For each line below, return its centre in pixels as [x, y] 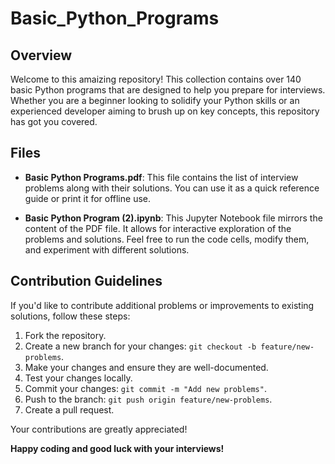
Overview [41, 55]
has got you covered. [54, 121]
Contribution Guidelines [86, 281]
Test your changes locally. [78, 378]
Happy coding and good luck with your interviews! [117, 448]
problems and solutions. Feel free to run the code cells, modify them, [167, 239]
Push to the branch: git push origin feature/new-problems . [148, 399]
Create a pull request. [69, 409]
